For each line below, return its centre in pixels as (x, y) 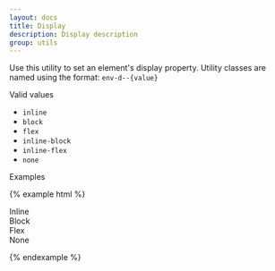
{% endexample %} (46, 258)
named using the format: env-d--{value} (84, 78)
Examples (27, 177)
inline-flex (44, 151)
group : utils (34, 42)
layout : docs (34, 17)
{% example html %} (47, 194)
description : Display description (74, 34)
